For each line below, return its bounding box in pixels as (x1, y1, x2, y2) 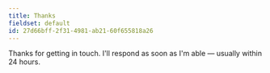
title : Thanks (8, 11, 57, 20)
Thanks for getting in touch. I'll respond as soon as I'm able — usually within (8, 49, 263, 59)
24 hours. (8, 57, 40, 67)
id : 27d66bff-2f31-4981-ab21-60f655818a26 (8, 26, 154, 34)
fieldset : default (8, 19, 70, 27)
